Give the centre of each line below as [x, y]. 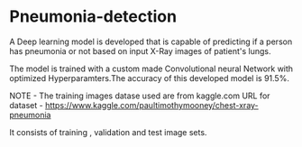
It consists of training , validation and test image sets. [108, 132]
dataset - [26, 105]
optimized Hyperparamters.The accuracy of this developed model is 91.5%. [150, 78]
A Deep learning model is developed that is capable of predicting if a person [151, 41]
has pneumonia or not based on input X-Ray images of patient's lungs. [140, 51]
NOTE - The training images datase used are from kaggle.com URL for [140, 96]
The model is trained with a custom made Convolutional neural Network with [151, 69]
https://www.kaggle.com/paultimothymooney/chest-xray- [151, 105]
